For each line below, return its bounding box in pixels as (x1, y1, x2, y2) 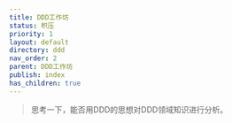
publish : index (9, 71, 66, 80)
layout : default (9, 37, 69, 47)
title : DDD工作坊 (9, 12, 69, 22)
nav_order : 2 (9, 54, 58, 63)
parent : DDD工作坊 (9, 63, 73, 72)
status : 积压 (9, 21, 55, 30)
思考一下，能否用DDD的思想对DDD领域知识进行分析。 (30, 104, 228, 115)
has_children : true (9, 79, 81, 88)
